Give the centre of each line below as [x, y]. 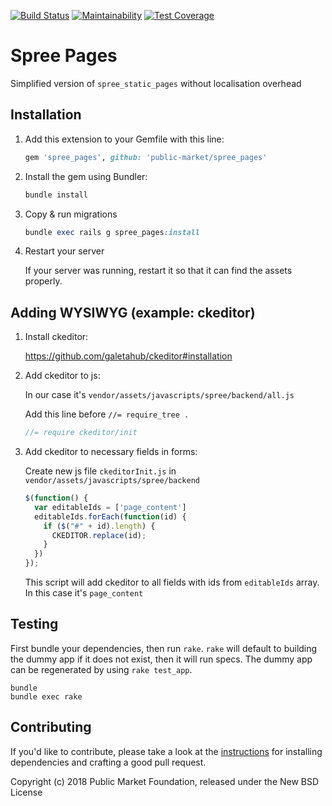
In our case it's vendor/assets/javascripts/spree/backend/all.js [159, 395]
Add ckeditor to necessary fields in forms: [111, 452]
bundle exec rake [46, 696]
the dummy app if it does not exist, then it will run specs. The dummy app [161, 659]
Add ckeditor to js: [62, 376]
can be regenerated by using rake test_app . [101, 669]
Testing [34, 624]
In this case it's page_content [84, 593]
